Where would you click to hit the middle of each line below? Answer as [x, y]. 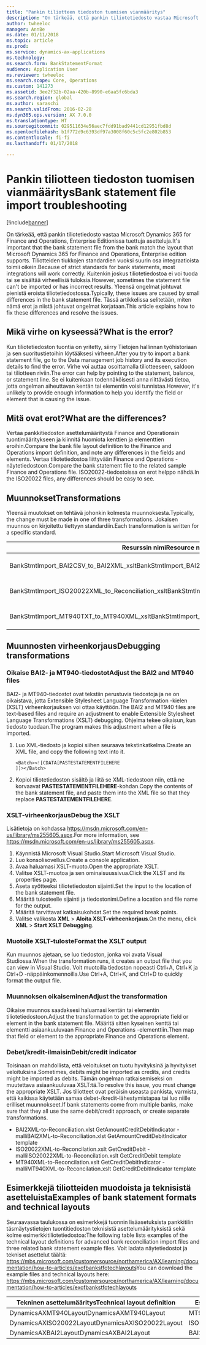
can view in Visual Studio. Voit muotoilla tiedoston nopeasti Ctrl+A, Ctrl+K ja [102, 968]
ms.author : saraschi [33, 103]
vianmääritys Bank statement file [91, 192]
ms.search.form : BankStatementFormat [55, 63]
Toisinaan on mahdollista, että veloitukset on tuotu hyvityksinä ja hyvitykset [101, 1065]
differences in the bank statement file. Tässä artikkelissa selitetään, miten [99, 299]
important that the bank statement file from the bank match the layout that [100, 247]
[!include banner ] [27, 222]
